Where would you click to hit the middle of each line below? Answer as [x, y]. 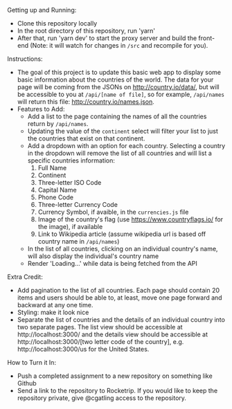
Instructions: [25, 59]
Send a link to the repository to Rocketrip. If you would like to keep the [117, 391]
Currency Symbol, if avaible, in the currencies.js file [113, 212]
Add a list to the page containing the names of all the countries [117, 116]
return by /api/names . [58, 124]
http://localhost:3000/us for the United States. [83, 349]
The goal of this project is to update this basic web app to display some [119, 72]
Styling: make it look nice [53, 312]
